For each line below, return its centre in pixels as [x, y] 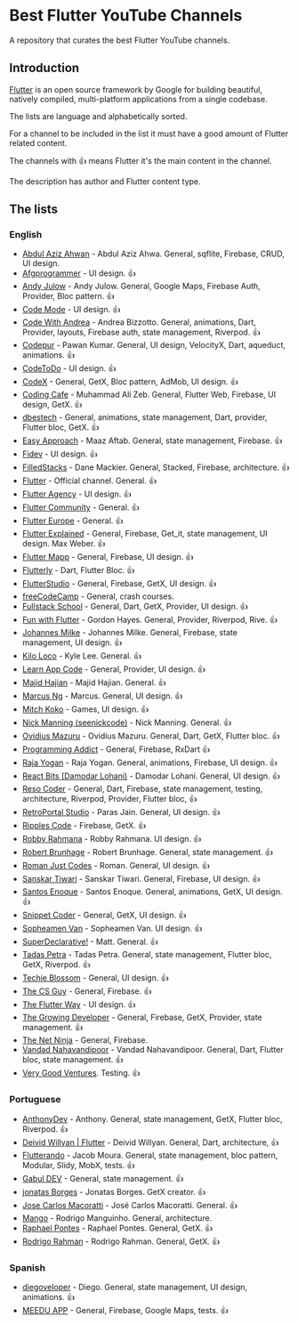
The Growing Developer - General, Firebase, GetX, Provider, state [142, 1017]
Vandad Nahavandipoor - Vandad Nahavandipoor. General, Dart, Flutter [153, 1050]
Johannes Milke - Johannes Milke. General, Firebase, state [130, 633]
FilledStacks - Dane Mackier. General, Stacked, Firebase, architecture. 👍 [156, 467]
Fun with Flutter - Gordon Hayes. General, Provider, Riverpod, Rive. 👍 [149, 620]
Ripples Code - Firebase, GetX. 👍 [84, 826]
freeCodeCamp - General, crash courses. [98, 596]
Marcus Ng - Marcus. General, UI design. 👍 [102, 696]
